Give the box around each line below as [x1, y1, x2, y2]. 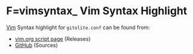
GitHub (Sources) [14, 42, 58, 49]
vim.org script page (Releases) [14, 35, 91, 42]
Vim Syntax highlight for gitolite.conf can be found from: [6, 24, 151, 31]
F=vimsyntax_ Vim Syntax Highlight [6, 4, 188, 18]
